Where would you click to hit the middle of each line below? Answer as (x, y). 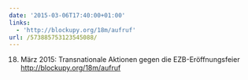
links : (20, 23)
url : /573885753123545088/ (53, 37)
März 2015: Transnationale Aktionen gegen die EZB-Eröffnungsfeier (130, 60)
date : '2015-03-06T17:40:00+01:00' (67, 15)
